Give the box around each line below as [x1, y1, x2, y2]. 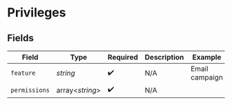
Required [107, 53, 138, 62]
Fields [7, 32, 35, 44]
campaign [191, 73, 223, 82]
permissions [10, 86, 50, 94]
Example [192, 53, 222, 62]
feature [10, 69, 36, 77]
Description [144, 53, 184, 62]
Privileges [7, 5, 66, 21]
